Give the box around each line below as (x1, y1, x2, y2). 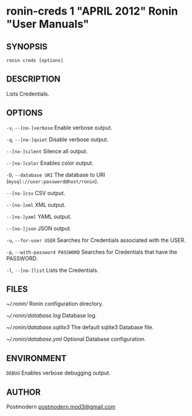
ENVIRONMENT (6, 353, 67, 363)
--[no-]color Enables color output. (6, 159, 94, 167)
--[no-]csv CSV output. (6, 189, 65, 196)
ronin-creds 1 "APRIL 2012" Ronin (6, 4, 178, 18)
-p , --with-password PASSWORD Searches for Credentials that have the (6, 248, 177, 255)
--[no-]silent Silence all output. (6, 147, 88, 154)
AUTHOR (6, 387, 41, 397)
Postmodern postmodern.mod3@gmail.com (6, 403, 116, 411)
